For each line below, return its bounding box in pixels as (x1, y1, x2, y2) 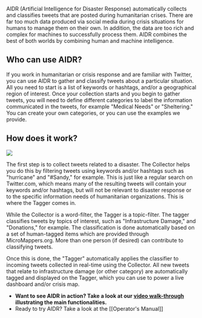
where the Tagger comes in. (6, 199, 77, 206)
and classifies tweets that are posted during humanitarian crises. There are (6, 11, 194, 19)
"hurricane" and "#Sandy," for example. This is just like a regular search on (6, 174, 193, 181)
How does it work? (6, 133, 78, 144)
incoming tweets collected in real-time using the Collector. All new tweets (6, 261, 189, 268)
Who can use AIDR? (6, 54, 83, 65)
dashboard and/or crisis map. (6, 281, 80, 288)
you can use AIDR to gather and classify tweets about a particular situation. (6, 77, 194, 84)
